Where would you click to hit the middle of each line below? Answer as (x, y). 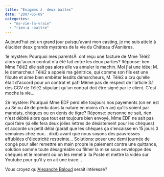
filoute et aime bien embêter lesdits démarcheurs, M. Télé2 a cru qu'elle (78, 77)
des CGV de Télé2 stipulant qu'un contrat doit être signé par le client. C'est (81, 88)
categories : (17, 19)
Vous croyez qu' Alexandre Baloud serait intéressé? (56, 169)
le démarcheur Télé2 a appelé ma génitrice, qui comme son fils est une (77, 72)
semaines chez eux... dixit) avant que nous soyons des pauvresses (73, 134)
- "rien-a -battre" (29, 28)
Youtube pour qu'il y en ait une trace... (44, 160)
